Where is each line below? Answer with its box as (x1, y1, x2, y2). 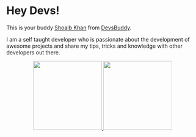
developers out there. (6, 48, 60, 56)
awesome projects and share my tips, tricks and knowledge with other (6, 42, 183, 50)
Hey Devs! (6, 4, 60, 18)
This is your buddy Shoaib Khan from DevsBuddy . (6, 24, 132, 31)
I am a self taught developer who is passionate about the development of (6, 35, 191, 43)
